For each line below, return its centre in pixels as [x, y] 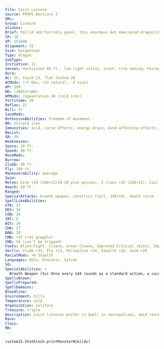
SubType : [14, 60]
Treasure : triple [23, 310]
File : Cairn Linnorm [26, 10]
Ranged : [13, 191]
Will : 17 [14, 110]
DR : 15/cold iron [23, 123]
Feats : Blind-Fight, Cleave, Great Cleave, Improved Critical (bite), [78, 246]
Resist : [13, 133]
